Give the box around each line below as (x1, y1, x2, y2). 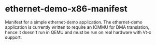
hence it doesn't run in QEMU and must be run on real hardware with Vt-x (5, 29, 151, 35)
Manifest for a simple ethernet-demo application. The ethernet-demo (5, 19, 142, 25)
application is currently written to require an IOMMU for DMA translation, (5, 24, 150, 30)
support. (5, 34, 22, 40)
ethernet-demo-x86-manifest (5, 3, 128, 14)
